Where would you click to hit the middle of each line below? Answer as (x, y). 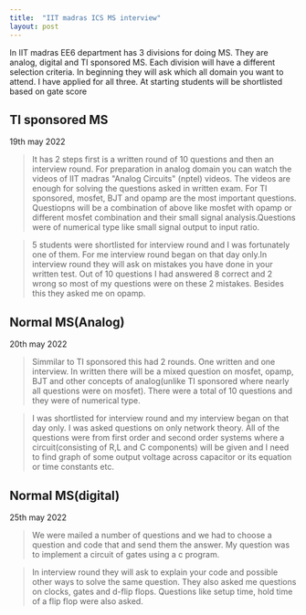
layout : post (34, 26)
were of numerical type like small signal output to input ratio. (146, 227)
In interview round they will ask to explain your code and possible (155, 572)
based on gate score (48, 91)
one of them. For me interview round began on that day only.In (149, 255)
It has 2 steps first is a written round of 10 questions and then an (153, 160)
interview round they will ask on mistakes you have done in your (152, 265)
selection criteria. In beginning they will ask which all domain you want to (147, 72)
